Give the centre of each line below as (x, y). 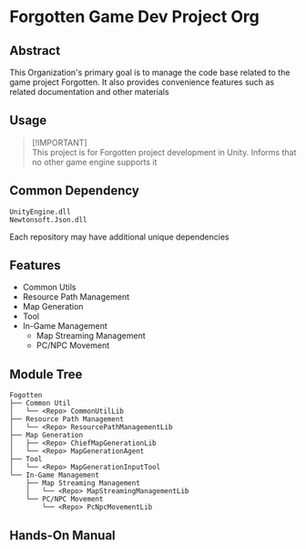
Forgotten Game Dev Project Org (134, 17)
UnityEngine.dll (40, 212)
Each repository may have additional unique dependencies (119, 237)
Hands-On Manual (62, 535)
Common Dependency (74, 190)
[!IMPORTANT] (60, 143)
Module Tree (46, 374)
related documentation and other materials (90, 92)
